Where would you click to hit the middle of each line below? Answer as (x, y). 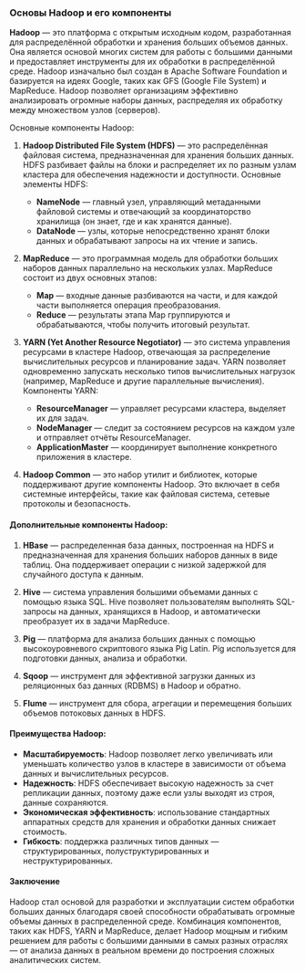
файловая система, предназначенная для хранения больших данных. (158, 155)
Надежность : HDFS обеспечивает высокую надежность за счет (148, 783)
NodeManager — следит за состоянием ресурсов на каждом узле (166, 428)
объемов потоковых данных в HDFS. (94, 713)
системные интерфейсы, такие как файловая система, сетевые (146, 494)
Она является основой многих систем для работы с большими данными (151, 52)
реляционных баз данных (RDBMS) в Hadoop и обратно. (132, 685)
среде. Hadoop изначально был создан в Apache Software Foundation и (148, 71)
